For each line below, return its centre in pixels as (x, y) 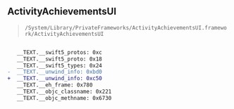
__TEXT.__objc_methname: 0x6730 (64, 98)
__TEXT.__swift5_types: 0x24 (59, 65)
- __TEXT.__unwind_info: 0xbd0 (55, 72)
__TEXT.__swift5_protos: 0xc (59, 52)
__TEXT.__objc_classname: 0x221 (64, 92)
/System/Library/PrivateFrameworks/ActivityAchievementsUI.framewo (125, 27)
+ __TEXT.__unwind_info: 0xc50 (55, 79)
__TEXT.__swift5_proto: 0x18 (59, 59)
